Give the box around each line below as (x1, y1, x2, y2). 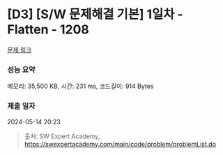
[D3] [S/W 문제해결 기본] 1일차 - (7, 6, 183, 22)
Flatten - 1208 (7, 22, 89, 38)
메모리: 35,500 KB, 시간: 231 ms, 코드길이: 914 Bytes (7, 82, 154, 91)
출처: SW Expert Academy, (24, 132, 100, 140)
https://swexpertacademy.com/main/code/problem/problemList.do (24, 140, 217, 148)
